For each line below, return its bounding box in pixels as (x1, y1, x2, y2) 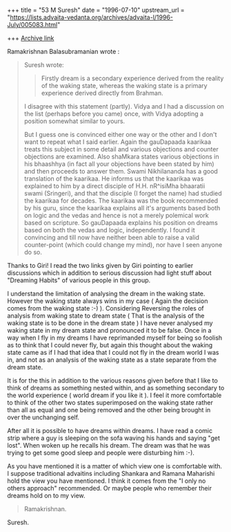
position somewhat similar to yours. (23, 117, 125, 125)
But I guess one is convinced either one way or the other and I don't (23, 131, 217, 138)
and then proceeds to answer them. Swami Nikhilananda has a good (23, 167, 219, 175)
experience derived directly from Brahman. (41, 89, 163, 97)
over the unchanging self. (7, 413, 80, 421)
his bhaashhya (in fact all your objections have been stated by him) (23, 160, 215, 168)
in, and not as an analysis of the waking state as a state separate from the (7, 356, 217, 364)
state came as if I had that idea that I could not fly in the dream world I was (7, 349, 219, 356)
